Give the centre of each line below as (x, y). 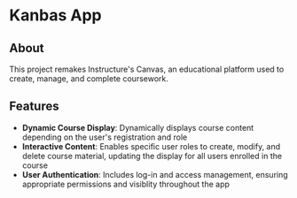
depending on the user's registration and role (105, 137)
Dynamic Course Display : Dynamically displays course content (138, 127)
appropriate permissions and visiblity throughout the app (126, 184)
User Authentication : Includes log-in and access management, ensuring (155, 174)
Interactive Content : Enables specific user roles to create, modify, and (151, 146)
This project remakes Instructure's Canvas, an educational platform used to (147, 69)
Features (34, 107)
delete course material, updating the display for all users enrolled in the (152, 156)
